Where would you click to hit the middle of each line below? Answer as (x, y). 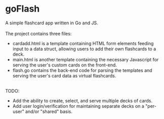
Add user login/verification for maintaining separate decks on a (78, 106)
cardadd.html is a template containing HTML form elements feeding (83, 43)
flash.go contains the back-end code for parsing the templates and (83, 70)
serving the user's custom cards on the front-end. (65, 65)
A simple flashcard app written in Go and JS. (52, 23)
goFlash (23, 9)
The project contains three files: (38, 33)
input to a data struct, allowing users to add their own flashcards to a (84, 49)
